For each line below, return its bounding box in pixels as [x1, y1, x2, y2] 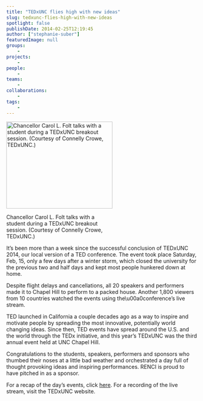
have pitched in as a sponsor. [6, 370, 80, 377]
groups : [6, 43, 26, 49]
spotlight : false [6, 20, 50, 26]
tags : [6, 99, 20, 105]
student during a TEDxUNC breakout [6, 220, 98, 227]
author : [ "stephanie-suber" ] [6, 31, 80, 37]
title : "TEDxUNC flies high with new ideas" [6, 8, 121, 15]
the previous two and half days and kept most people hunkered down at [6, 264, 186, 271]
